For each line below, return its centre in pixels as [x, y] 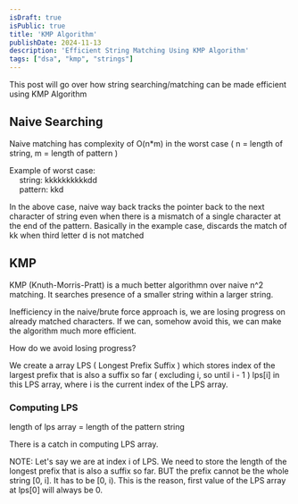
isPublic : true [37, 26]
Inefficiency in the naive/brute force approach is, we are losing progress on [147, 311]
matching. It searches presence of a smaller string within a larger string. [141, 294]
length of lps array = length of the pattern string [97, 426]
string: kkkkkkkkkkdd [58, 180]
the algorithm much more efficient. [73, 331]
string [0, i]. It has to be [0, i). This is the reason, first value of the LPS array [148, 480]
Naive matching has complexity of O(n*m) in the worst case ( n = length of [146, 143]
